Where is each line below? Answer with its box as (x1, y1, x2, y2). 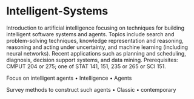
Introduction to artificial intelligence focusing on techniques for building (6, 24, 185, 31)
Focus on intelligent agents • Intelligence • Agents (6, 74, 132, 81)
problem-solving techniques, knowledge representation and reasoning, (6, 37, 184, 44)
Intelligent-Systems (6, 4, 109, 18)
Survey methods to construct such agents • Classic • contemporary (6, 86, 176, 93)
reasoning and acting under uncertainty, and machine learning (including (6, 43, 189, 51)
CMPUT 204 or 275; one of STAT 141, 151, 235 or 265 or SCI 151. (6, 62, 166, 70)
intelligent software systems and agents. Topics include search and (6, 30, 175, 37)
